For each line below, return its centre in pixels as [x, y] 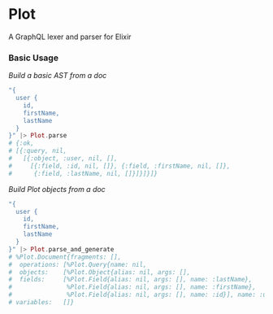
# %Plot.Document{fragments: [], [65, 257]
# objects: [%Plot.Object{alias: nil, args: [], [100, 272]
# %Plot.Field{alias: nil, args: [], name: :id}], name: [132, 295]
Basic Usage [34, 58]
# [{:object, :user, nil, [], [63, 159]
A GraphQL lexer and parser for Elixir [70, 37]
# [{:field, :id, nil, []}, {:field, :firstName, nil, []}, [119, 166]
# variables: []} [41, 303]
